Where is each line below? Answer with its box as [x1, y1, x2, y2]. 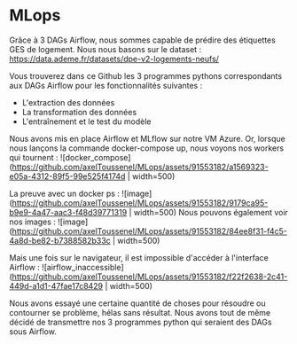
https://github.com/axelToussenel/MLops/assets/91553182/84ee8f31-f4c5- [12, 225, 288, 236]
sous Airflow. [9, 325, 58, 337]
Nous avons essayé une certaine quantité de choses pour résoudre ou [9, 298, 266, 309]
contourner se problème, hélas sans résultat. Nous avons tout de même [9, 307, 271, 317]
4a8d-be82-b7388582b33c [9, 235, 111, 246]
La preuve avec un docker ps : [9, 188, 120, 199]
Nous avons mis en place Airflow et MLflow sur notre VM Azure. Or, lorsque [9, 133, 286, 144]
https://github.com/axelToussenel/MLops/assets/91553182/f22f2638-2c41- [12, 271, 288, 282]
